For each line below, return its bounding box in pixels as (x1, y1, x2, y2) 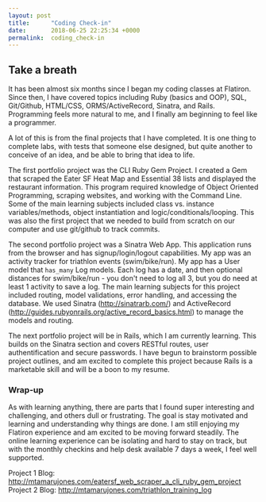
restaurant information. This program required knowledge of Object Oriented (8, 182, 259, 192)
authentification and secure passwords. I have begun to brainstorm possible (8, 348, 257, 358)
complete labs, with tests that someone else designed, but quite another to (8, 142, 253, 151)
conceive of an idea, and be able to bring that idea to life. (8, 150, 195, 159)
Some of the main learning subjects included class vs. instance (8, 199, 214, 209)
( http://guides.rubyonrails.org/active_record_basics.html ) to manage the (8, 307, 244, 317)
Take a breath (8, 63, 78, 76)
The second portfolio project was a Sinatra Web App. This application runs (8, 240, 252, 250)
